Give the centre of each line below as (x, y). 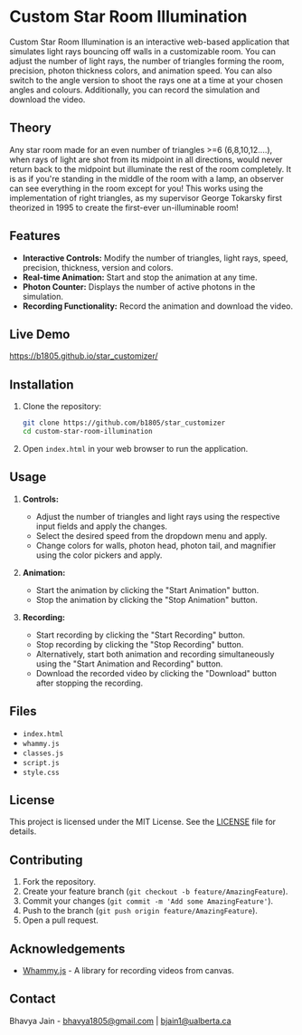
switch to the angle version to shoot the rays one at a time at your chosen (146, 80)
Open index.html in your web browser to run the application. (135, 448)
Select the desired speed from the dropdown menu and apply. (151, 535)
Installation (42, 384)
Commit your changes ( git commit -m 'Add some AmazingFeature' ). (148, 901)
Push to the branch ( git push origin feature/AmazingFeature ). (140, 911)
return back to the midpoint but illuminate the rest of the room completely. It (151, 168)
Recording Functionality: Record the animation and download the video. (158, 306)
